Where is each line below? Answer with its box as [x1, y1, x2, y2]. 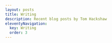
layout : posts [5, 7, 35, 12]
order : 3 [9, 30, 28, 35]
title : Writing [5, 12, 37, 17]
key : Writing [9, 26, 37, 31]
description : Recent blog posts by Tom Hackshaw [5, 16, 107, 21]
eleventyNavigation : [5, 21, 48, 26]
